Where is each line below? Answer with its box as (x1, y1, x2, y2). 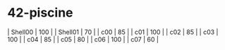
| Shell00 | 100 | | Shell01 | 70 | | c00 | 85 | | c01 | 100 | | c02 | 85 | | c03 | (7, 28, 219, 36)
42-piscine (7, 5, 73, 21)
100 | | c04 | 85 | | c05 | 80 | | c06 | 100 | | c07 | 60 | (7, 35, 159, 43)
